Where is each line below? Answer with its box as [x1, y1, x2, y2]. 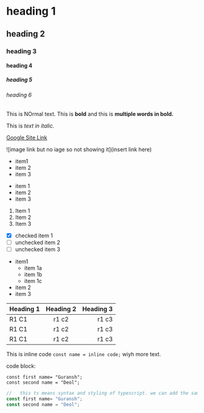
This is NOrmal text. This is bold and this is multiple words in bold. [6, 110, 174, 117]
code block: [6, 362, 36, 370]
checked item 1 [15, 232, 53, 239]
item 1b [24, 270, 42, 278]
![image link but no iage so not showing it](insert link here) [6, 145, 152, 153]
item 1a [24, 264, 42, 271]
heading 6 [6, 92, 32, 99]
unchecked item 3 [15, 245, 61, 253]
